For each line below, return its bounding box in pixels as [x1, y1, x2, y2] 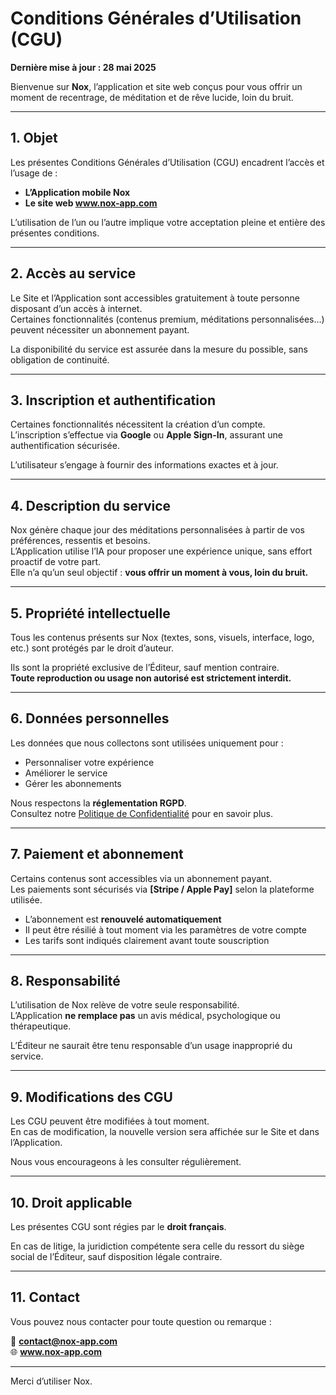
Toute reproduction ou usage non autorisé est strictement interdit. [10, 672, 292, 684]
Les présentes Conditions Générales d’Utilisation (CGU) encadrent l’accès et [10, 156, 325, 168]
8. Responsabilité [10, 973, 121, 990]
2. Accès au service [10, 265, 137, 282]
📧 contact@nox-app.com [10, 1335, 118, 1347]
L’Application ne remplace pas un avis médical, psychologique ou [10, 1010, 281, 1022]
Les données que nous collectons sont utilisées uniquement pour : [10, 737, 284, 749]
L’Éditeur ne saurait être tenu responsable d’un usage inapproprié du [10, 1040, 293, 1052]
